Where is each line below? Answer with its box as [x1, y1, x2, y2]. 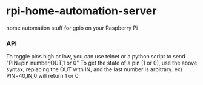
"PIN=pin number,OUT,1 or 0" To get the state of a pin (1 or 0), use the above [6, 59, 198, 67]
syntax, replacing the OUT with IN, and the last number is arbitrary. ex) [6, 66, 183, 73]
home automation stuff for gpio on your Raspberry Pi [6, 24, 138, 31]
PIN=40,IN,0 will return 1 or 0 [6, 72, 79, 80]
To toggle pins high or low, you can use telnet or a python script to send [6, 53, 186, 60]
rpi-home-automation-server [6, 4, 157, 18]
